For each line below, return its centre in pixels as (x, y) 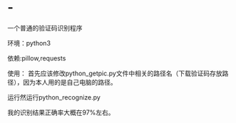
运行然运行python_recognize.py (54, 97)
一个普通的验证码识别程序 (45, 28)
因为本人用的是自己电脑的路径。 (70, 82)
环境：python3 (29, 43)
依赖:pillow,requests (37, 58)
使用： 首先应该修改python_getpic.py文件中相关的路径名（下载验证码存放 (115, 73)
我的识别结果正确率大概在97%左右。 (61, 112)
